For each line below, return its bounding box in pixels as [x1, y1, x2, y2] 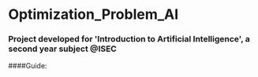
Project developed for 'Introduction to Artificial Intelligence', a [8, 34, 250, 45]
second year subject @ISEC [8, 43, 117, 54]
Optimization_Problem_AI [8, 5, 179, 24]
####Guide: [8, 61, 47, 71]
